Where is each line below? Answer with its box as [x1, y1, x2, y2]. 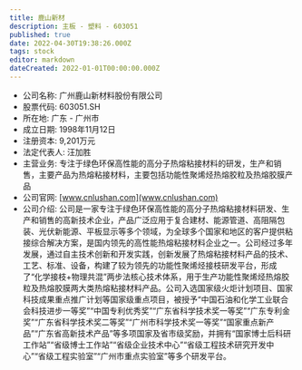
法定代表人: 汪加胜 [22, 146, 92, 157]
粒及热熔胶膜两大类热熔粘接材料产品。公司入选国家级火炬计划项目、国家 [22, 282, 293, 293]
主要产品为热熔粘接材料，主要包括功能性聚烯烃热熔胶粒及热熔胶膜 [38, 169, 286, 180]
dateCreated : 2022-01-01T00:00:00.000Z [9, 64, 161, 73]
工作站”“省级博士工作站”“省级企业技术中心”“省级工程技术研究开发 [22, 339, 267, 350]
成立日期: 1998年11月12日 [22, 123, 116, 134]
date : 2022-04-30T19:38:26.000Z [9, 38, 132, 48]
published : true [9, 30, 71, 39]
